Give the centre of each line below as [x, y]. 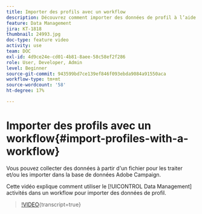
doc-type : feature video [37, 40]
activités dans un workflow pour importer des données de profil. [86, 193]
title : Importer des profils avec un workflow [66, 12]
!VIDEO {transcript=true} [51, 204]
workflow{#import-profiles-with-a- [97, 139]
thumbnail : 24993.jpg [34, 34]
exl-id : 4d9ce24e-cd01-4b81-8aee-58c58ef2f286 [66, 57]
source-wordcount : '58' [36, 85]
